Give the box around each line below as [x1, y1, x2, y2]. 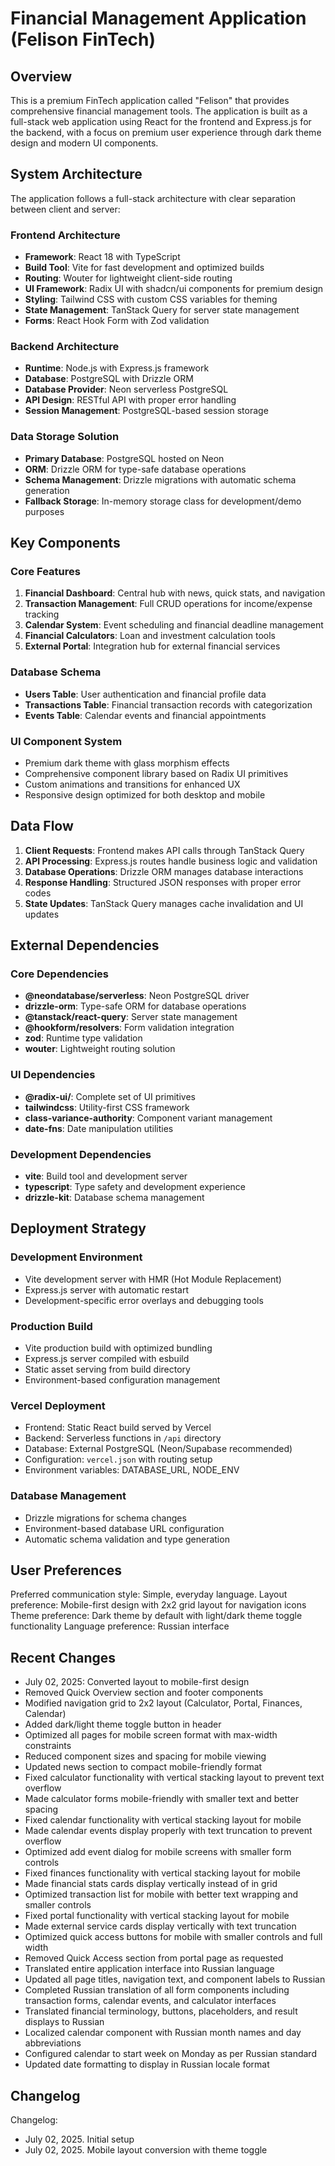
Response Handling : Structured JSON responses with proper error [24, 876, 302, 888]
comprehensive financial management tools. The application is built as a [10, 105, 308, 117]
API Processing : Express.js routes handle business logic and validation [24, 855, 318, 867]
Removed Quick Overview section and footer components [24, 1687, 264, 1699]
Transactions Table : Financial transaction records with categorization [24, 698, 313, 711]
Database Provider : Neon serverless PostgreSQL [24, 383, 229, 396]
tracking [24, 608, 60, 621]
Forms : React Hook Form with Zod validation [24, 315, 210, 327]
